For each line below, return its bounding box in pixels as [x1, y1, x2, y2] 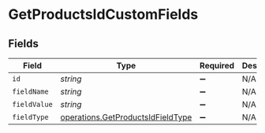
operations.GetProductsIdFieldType [60, 112, 192, 123]
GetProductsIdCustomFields [8, 6, 199, 24]
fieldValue [12, 100, 53, 109]
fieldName [12, 87, 49, 96]
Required [200, 61, 235, 71]
